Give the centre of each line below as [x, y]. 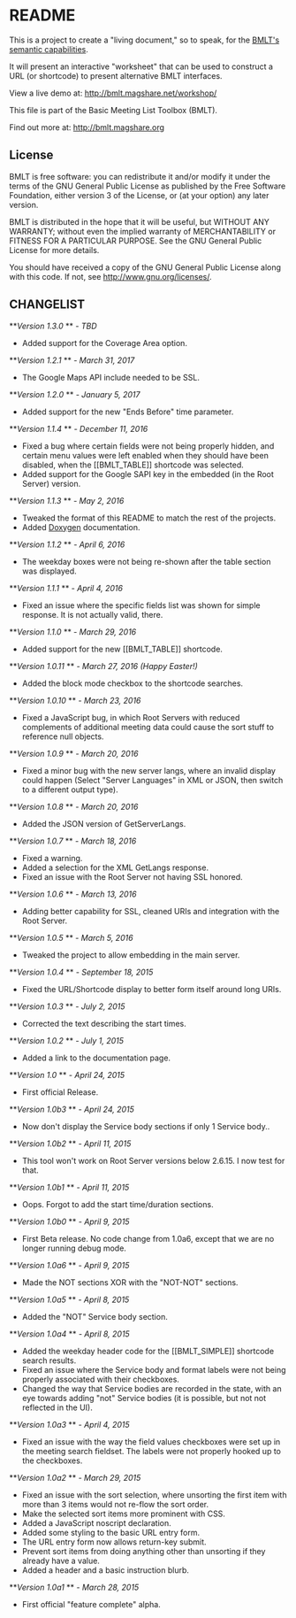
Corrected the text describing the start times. [104, 1023]
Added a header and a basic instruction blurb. [106, 1570]
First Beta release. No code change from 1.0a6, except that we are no [148, 1238]
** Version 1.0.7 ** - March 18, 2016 [73, 841]
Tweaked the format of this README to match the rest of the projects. [149, 518]
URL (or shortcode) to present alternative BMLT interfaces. [116, 75]
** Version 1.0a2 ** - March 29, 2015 [75, 1477]
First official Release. [60, 1092]
